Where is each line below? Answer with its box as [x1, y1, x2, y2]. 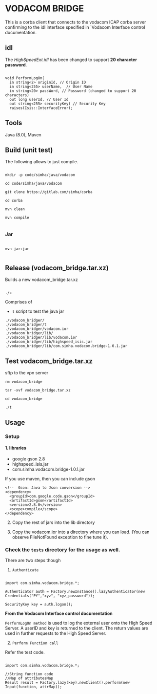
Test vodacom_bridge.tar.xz [5, 357, 93, 365]
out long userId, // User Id [9, 97, 69, 102]
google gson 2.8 [12, 455, 45, 462]
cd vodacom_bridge [5, 396, 42, 401]
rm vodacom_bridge [5, 379, 42, 384]
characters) [5, 92, 29, 98]
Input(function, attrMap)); [5, 685, 62, 690]
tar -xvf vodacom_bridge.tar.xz [5, 388, 71, 393]
